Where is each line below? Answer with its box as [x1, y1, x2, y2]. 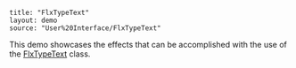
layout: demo [9, 16, 58, 25]
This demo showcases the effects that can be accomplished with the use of [9, 40, 287, 49]
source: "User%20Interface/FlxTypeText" [9, 24, 162, 33]
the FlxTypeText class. [9, 49, 91, 59]
